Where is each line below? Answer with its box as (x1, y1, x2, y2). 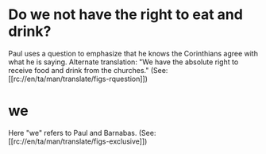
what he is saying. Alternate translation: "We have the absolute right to (8, 57, 239, 67)
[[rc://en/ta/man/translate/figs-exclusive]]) (8, 137, 148, 146)
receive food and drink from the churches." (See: (8, 65, 168, 75)
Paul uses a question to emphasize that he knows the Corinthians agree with (8, 48, 258, 58)
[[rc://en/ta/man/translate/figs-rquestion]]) (8, 74, 148, 83)
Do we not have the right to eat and (8, 6, 244, 24)
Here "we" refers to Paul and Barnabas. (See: (8, 128, 156, 137)
